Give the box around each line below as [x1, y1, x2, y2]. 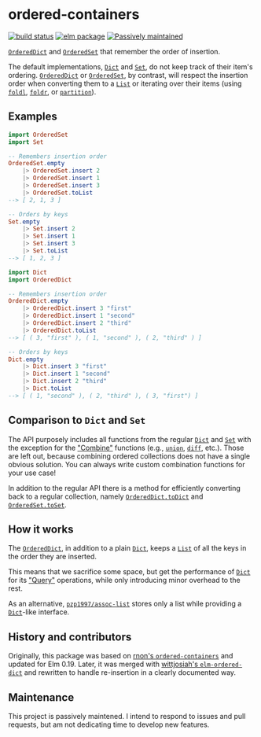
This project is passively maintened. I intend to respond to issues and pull [8, 712, 246, 720]
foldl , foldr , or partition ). [8, 87, 97, 96]
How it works [8, 522, 74, 536]
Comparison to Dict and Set [8, 414, 146, 427]
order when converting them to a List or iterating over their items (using [8, 79, 242, 88]
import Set [8, 138, 44, 146]
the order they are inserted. [8, 552, 97, 562]
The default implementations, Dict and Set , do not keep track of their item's [8, 61, 253, 72]
